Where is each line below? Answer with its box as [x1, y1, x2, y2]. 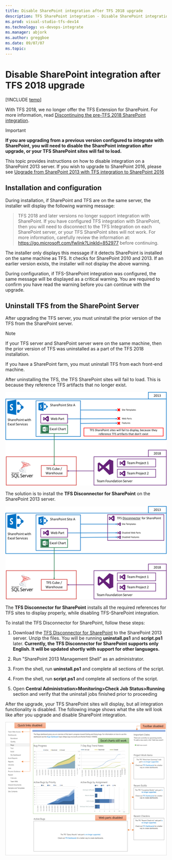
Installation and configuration [5, 184, 102, 192]
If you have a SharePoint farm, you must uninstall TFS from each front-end [5, 361, 163, 367]
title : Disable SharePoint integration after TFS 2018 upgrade [5, 8, 143, 13]
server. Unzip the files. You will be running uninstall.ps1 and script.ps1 [12, 635, 163, 642]
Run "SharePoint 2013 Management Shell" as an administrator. [12, 656, 144, 662]
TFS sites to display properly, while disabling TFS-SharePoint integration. [5, 610, 160, 616]
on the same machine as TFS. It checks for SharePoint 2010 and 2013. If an [5, 255, 164, 261]
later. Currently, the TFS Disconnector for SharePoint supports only [12, 641, 159, 647]
